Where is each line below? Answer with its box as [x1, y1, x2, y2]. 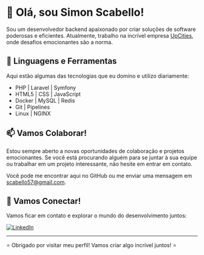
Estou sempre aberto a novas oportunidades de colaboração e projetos [6, 147, 185, 154]
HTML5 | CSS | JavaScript [15, 90, 81, 98]
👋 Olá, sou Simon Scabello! [6, 5, 144, 19]
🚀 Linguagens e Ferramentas [6, 56, 117, 66]
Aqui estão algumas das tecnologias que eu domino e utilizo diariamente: [6, 72, 189, 80]
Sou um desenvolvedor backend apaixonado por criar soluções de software [6, 25, 196, 33]
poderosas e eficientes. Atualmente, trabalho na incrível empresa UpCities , [6, 32, 194, 39]
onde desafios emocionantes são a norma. [6, 38, 114, 46]
